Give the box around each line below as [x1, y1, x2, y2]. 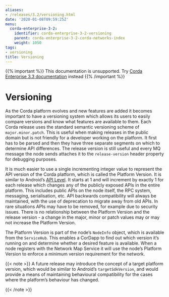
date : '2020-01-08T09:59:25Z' [5, 17, 69, 22]
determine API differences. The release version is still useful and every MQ [5, 145, 161, 152]
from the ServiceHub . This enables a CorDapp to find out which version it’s [5, 235, 159, 241]
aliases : [5, 7, 24, 13]
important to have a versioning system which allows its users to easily [5, 113, 150, 119]
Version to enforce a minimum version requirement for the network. [5, 251, 145, 257]
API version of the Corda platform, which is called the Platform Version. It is [5, 171, 161, 177]
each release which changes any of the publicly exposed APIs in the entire [5, 182, 160, 188]
